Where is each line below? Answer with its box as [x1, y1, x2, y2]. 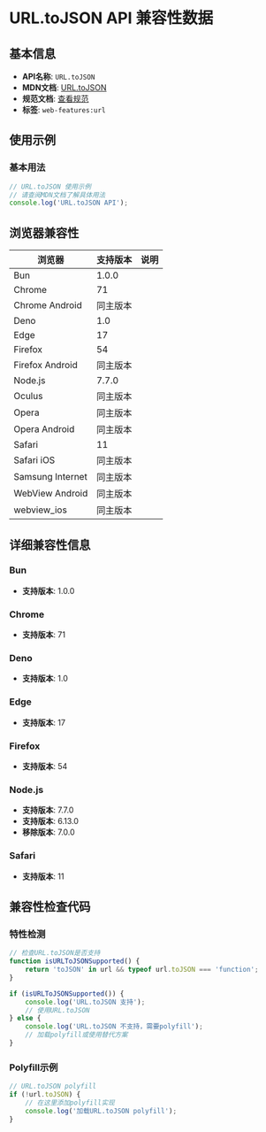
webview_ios [13, 504, 68, 516]
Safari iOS [13, 454, 56, 466]
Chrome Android [13, 299, 82, 312]
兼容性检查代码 [9, 899, 91, 914]
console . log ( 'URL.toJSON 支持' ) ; [25, 997, 146, 1006]
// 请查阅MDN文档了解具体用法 [9, 190, 106, 199]
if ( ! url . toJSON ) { [9, 1090, 81, 1099]
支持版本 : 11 [21, 871, 65, 882]
